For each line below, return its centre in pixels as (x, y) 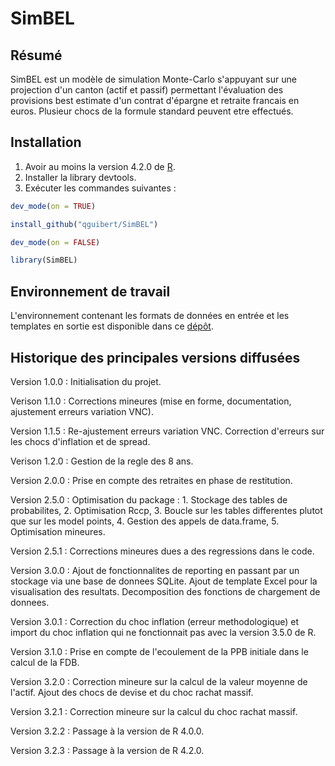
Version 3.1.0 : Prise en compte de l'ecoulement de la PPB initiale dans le (159, 651)
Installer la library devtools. (80, 177)
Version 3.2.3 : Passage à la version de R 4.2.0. (107, 750)
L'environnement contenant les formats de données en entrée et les (150, 316)
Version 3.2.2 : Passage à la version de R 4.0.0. (107, 731)
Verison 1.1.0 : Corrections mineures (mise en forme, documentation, (151, 401)
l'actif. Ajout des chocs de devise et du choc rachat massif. (132, 692)
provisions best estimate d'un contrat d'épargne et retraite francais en (155, 100)
